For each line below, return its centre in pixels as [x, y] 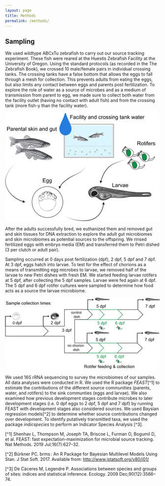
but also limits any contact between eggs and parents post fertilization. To [80, 85]
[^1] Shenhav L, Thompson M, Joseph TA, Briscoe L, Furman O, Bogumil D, [80, 434]
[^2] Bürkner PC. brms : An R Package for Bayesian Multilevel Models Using [81, 454]
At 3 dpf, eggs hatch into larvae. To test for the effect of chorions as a [76, 264]
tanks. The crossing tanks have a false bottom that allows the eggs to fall [79, 74]
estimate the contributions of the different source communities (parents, [78, 387]
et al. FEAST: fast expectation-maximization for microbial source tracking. [80, 439]
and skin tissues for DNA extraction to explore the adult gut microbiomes [79, 234]
